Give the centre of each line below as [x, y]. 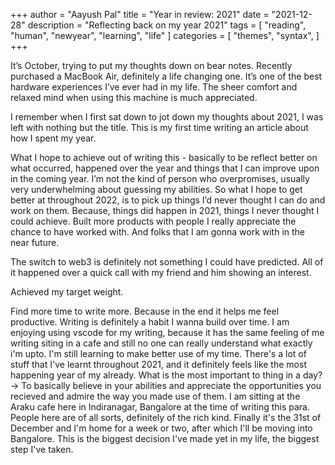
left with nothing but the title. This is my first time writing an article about [159, 127]
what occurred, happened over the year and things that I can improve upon [165, 168]
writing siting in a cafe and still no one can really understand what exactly [161, 343]
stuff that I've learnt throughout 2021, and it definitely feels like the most [158, 364]
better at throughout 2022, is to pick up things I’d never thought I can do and [168, 200]
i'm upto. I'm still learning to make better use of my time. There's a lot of [158, 353]
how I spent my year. [53, 138]
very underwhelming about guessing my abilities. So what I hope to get [156, 189]
